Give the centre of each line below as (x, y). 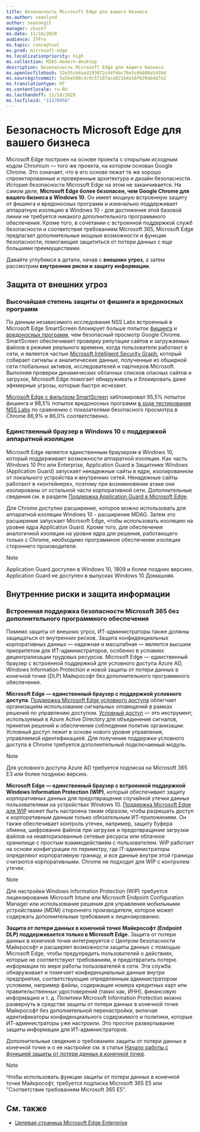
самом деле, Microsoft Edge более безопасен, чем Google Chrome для (98, 191)
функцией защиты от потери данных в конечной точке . (76, 1054)
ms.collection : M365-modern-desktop (51, 61)
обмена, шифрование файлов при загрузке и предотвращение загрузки (98, 830)
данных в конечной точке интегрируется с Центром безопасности (91, 941)
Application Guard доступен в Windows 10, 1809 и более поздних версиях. (100, 569)
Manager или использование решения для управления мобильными (93, 904)
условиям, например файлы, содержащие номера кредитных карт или (97, 985)
